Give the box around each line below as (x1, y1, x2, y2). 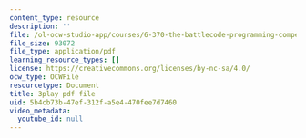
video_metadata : (9, 106, 71, 115)
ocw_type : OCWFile (9, 73, 79, 82)
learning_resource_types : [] (9, 55, 120, 64)
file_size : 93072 (9, 38, 76, 48)
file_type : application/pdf (9, 47, 117, 56)
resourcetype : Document (9, 81, 100, 90)
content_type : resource (9, 13, 100, 23)
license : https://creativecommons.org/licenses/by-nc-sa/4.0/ (9, 64, 250, 74)
